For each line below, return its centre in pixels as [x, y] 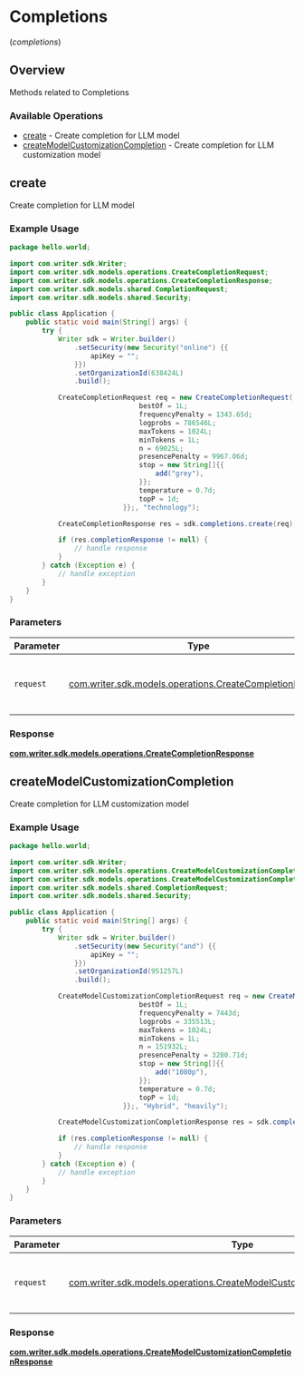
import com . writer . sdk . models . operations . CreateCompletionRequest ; [139, 272]
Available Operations [57, 115]
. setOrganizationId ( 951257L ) [128, 971]
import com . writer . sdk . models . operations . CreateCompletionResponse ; [141, 280]
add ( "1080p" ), [181, 1072]
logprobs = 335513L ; [178, 1021]
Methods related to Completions [69, 92]
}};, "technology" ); [161, 507]
